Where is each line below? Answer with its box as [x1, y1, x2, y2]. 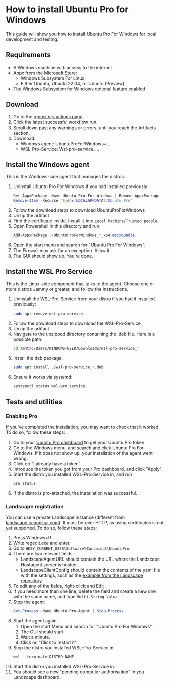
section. [13, 130, 30, 136]
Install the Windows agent [6, 160, 90, 169]
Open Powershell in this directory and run [13, 223, 100, 229]
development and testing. [6, 36, 59, 42]
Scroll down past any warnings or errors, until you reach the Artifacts [13, 124, 156, 131]
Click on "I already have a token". [13, 461, 82, 467]
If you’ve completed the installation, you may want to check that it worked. [6, 424, 160, 430]
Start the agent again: [13, 618, 58, 624]
